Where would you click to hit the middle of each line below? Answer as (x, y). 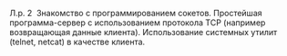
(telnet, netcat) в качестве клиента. (77, 42)
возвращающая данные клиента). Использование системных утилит (143, 32)
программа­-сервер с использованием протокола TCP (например (138, 23)
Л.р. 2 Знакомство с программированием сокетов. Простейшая (136, 13)
